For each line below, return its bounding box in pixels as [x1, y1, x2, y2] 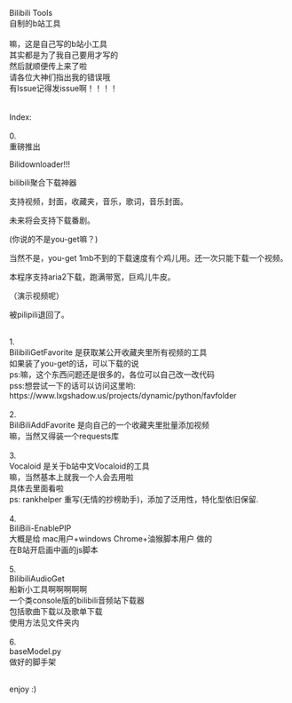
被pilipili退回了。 [9, 310, 69, 320]
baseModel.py [9, 646, 62, 656]
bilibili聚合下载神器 [9, 178, 77, 187]
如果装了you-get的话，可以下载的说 [9, 359, 139, 368]
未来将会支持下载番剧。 [9, 215, 95, 225]
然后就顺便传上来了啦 [9, 61, 87, 71]
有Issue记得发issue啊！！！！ [9, 83, 118, 93]
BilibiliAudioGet [9, 573, 65, 584]
